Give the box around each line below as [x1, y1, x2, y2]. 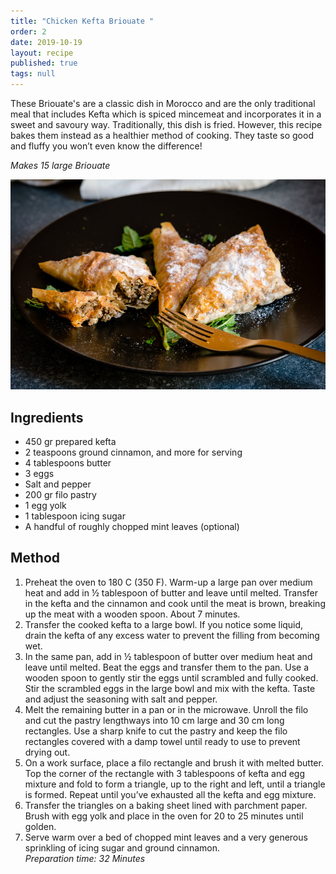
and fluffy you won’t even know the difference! [10, 140, 203, 152]
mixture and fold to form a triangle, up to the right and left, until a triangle [24, 778, 326, 790]
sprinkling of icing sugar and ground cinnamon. [24, 841, 220, 854]
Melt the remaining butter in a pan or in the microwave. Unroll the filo [24, 703, 309, 715]
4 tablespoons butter [24, 456, 112, 469]
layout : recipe [10, 48, 74, 58]
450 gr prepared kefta [24, 435, 117, 447]
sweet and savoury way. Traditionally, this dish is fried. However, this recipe [10, 119, 323, 130]
